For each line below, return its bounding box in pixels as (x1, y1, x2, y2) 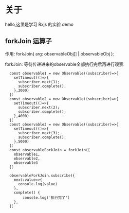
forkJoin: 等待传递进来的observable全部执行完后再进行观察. (5, 61, 125, 67)
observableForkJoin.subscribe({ (9, 173, 75, 178)
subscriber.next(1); (18, 79, 60, 84)
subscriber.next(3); (18, 130, 60, 135)
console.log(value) (18, 181, 57, 186)
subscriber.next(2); (18, 105, 60, 110)
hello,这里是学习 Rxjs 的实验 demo (5, 21, 74, 27)
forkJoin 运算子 (5, 37, 52, 45)
